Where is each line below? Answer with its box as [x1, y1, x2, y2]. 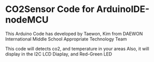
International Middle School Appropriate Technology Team [5, 36, 127, 42]
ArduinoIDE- [96, 3, 149, 15]
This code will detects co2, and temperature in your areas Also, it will [5, 45, 149, 51]
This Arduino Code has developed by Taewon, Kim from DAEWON [5, 30, 143, 36]
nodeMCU [5, 14, 49, 25]
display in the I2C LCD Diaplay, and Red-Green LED [5, 51, 112, 57]
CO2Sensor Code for [5, 3, 95, 15]
